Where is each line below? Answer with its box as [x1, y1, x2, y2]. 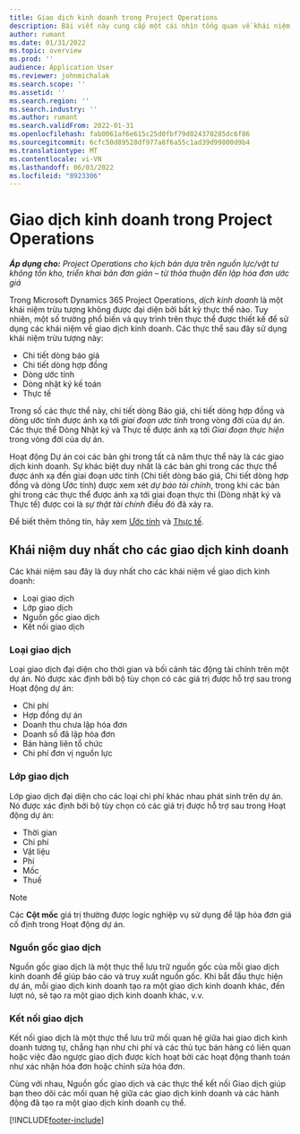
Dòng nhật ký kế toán [21, 379, 102, 389]
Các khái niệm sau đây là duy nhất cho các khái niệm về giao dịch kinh [9, 566, 270, 576]
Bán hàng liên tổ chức [21, 738, 103, 749]
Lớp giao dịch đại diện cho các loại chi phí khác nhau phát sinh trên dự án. [9, 790, 284, 801]
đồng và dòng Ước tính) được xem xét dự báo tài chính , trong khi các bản [9, 480, 280, 490]
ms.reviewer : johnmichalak [9, 72, 110, 81]
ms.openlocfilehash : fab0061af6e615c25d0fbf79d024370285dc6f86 [9, 130, 251, 139]
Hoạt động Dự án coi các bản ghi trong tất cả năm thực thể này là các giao [9, 451, 285, 462]
